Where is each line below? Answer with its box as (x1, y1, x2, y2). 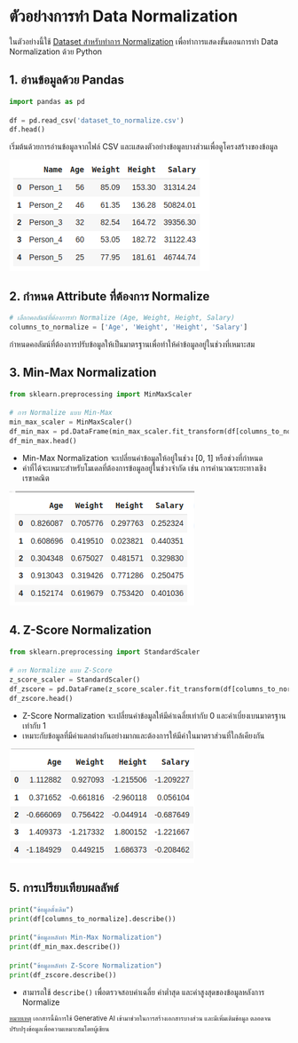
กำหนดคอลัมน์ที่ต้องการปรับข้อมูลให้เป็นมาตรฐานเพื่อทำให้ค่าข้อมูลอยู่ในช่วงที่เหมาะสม (9, 338, 255, 349)
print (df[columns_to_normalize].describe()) (9, 914, 176, 923)
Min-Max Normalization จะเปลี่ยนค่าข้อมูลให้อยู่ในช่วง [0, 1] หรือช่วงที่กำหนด (21, 452, 263, 463)
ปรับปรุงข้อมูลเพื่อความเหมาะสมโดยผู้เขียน (9, 1024, 110, 1034)
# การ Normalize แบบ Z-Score (9, 666, 113, 675)
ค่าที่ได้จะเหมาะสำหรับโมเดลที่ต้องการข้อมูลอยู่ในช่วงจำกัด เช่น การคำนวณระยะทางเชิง (21, 462, 267, 473)
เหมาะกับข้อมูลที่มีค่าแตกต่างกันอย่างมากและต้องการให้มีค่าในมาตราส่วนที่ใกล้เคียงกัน (21, 730, 265, 741)
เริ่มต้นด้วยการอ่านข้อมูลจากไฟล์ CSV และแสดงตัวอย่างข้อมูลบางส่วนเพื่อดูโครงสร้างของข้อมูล (9, 141, 278, 152)
